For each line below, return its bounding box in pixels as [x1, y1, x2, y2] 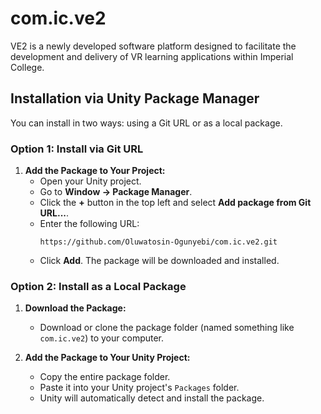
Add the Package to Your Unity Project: [24, 352, 191, 364]
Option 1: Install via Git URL [10, 142, 144, 156]
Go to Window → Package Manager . [39, 186, 193, 198]
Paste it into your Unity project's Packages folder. [39, 382, 240, 394]
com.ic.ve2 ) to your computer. [39, 332, 165, 344]
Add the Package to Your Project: [24, 165, 166, 177]
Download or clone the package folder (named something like [39, 322, 295, 334]
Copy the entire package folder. [39, 371, 171, 383]
